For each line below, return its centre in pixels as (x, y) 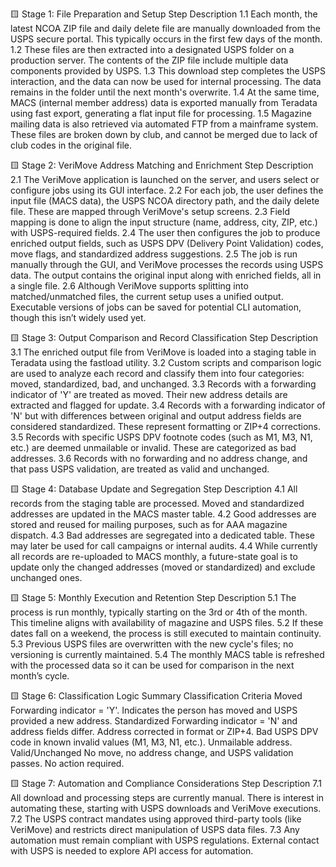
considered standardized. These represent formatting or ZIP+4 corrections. (165, 426)
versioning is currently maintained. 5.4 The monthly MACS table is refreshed (167, 654)
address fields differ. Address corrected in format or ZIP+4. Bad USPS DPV (164, 731)
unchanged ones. (46, 577)
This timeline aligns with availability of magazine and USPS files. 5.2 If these (167, 622)
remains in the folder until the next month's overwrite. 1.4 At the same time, (165, 92)
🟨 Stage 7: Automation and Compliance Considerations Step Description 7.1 (166, 783)
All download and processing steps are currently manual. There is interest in (167, 797)
